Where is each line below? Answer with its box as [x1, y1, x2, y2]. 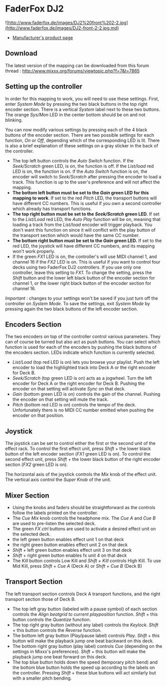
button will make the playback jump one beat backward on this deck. [12, 637, 154, 644]
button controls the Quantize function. [12, 616, 91, 622]
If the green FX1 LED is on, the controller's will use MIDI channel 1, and [12, 254, 157, 260]
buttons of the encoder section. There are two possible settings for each [5, 132, 155, 138]
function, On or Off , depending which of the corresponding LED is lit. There [5, 137, 160, 143]
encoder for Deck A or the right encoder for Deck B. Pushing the [12, 380, 145, 386]
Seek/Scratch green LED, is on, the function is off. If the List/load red [12, 163, 154, 169]
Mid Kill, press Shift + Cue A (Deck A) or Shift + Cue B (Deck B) [12, 563, 143, 569]
